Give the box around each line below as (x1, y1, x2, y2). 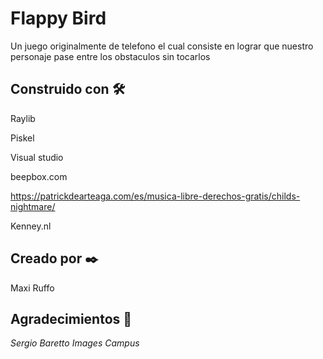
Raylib (10, 112, 36, 124)
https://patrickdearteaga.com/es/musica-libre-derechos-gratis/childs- (10, 190, 301, 202)
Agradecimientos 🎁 (10, 310, 133, 327)
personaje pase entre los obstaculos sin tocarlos (10, 50, 211, 62)
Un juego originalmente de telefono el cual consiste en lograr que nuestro (10, 40, 314, 52)
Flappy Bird (10, 7, 107, 30)
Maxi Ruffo (10, 282, 55, 294)
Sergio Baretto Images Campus (10, 337, 140, 349)
